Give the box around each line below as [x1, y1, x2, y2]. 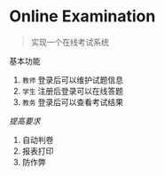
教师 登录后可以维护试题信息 [21, 74, 124, 85]
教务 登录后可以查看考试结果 [21, 96, 124, 108]
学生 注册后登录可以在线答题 [21, 85, 124, 96]
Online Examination [9, 6, 156, 27]
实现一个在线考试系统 [30, 36, 109, 47]
